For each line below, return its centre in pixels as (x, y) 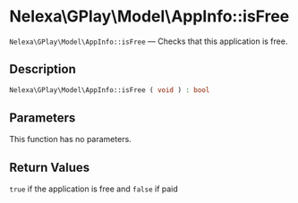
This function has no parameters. (70, 140)
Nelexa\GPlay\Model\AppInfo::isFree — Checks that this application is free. (149, 41)
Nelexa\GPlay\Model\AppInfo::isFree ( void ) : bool (110, 90)
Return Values (50, 167)
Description (43, 69)
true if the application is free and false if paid (94, 189)
